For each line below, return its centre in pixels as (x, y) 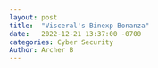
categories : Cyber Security (62, 42)
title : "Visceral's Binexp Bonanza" (79, 26)
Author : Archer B (42, 50)
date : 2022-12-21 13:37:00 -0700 (75, 34)
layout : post (33, 17)
